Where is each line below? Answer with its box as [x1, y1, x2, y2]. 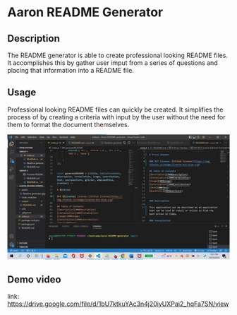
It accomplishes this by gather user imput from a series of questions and [7, 59, 218, 67]
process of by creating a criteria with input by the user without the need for [7, 112, 226, 121]
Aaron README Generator [7, 4, 164, 20]
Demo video [7, 273, 61, 285]
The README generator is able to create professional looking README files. [7, 51, 228, 59]
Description [7, 32, 60, 44]
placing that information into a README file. [7, 66, 134, 74]
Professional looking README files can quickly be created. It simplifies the [7, 105, 224, 114]
